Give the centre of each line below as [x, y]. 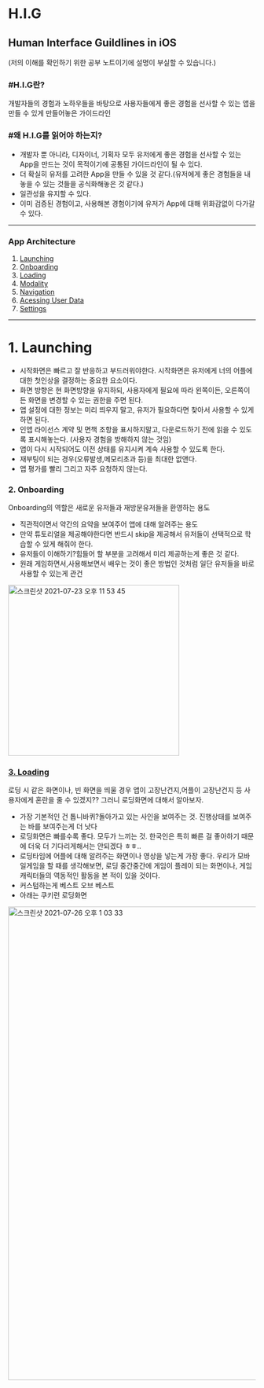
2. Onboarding [36, 490]
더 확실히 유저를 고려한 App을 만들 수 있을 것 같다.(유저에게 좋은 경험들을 [131, 174]
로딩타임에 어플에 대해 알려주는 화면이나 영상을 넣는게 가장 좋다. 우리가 [127, 856]
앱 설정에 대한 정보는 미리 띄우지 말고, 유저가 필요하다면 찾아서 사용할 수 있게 [137, 409]
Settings [33, 308]
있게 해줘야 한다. [68, 544]
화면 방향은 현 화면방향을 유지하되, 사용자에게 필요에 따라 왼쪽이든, [121, 390]
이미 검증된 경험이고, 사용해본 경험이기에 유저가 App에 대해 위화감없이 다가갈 [137, 203]
